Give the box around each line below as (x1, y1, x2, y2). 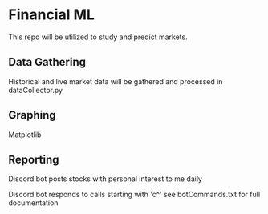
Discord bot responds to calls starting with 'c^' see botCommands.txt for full (8, 190, 261, 200)
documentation (8, 198, 59, 208)
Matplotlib (8, 130, 42, 139)
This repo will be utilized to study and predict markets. (8, 32, 188, 42)
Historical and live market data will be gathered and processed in (8, 76, 223, 86)
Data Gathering (8, 55, 87, 69)
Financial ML (8, 6, 95, 24)
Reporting (8, 152, 59, 166)
